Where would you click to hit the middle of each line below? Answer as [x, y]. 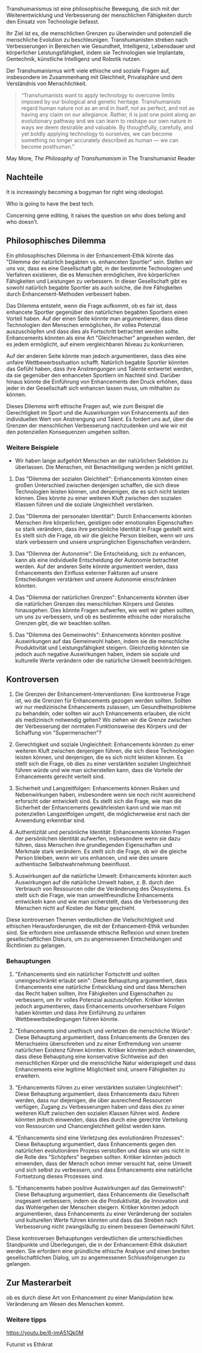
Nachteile [25, 177]
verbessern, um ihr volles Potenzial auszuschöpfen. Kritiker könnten [99, 1000]
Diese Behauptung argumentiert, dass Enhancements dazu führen [97, 1094]
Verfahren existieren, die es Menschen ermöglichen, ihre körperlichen [93, 274]
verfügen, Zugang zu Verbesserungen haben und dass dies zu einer [100, 1107]
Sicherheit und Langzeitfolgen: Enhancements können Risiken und [97, 788]
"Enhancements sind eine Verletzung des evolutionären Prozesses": [99, 1138]
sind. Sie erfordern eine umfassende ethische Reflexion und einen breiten [98, 932]
